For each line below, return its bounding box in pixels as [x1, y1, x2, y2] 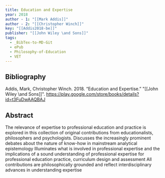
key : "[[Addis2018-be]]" [5, 26, 57, 31]
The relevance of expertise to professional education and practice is [5, 124, 146, 130]
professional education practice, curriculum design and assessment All [5, 156, 152, 162]
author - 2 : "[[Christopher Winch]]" [5, 21, 84, 27]
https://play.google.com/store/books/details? [46, 91, 139, 97]
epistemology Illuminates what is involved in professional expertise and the [5, 146, 160, 151]
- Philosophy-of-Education [10, 49, 66, 54]
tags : [5, 36, 17, 41]
